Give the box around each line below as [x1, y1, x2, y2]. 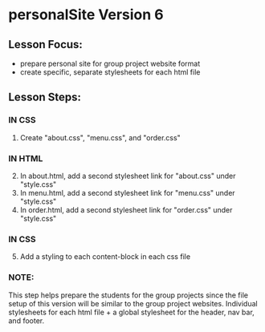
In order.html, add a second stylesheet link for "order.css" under [19, 204, 233, 214]
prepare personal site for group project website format [19, 59, 201, 68]
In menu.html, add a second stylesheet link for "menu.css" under [19, 188, 235, 197]
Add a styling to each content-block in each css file [19, 252, 191, 261]
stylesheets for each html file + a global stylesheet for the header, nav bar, [8, 307, 255, 317]
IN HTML [8, 152, 43, 164]
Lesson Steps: [8, 91, 82, 104]
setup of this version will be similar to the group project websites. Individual [8, 298, 259, 308]
